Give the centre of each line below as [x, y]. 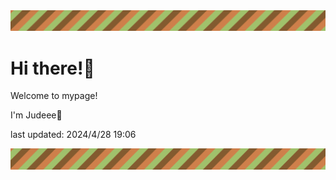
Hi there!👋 [52, 68]
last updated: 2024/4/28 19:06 [73, 135]
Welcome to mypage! [54, 96]
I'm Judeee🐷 [36, 115]
